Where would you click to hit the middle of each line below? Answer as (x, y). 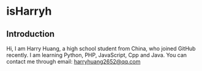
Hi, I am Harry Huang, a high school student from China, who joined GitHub (101, 48)
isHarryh (29, 11)
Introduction (31, 34)
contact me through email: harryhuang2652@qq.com (73, 62)
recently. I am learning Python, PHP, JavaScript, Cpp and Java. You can (97, 55)
